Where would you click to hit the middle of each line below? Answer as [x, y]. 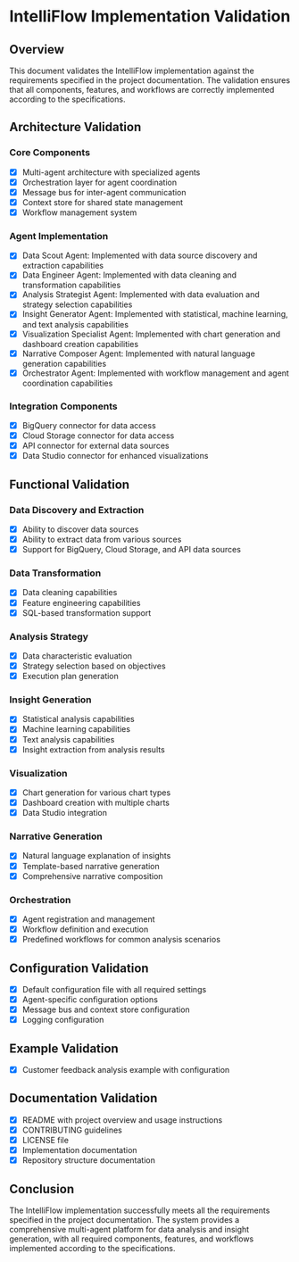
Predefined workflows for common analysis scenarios [121, 940]
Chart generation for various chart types [96, 793]
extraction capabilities [63, 266]
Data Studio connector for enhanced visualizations [115, 456]
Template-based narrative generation [91, 866]
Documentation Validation [83, 1098]
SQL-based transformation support [87, 612]
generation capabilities [64, 363]
